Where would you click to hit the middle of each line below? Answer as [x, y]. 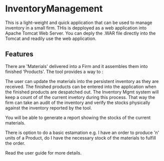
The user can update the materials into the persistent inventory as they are [82, 81]
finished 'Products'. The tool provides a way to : [54, 71]
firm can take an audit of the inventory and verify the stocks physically [78, 102]
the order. [15, 143]
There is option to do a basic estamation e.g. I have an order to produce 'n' [82, 132]
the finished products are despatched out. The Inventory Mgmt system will [82, 92]
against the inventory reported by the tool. [48, 107]
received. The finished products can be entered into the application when [81, 86]
